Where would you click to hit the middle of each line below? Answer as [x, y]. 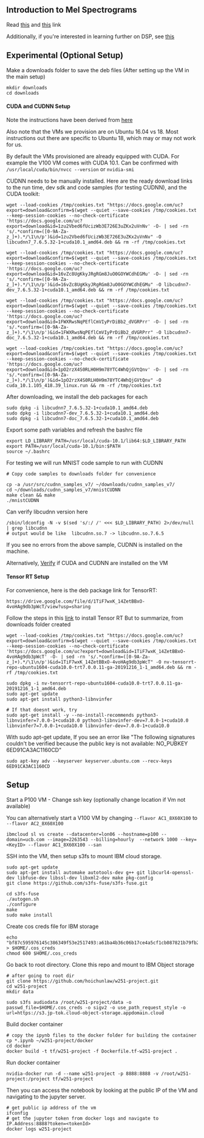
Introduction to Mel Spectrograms [72, 10]
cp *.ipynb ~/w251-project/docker [50, 1040]
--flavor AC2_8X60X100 [35, 824]
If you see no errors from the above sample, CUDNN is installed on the [94, 544]
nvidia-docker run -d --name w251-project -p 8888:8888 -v [83, 1074]
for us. [15, 144]
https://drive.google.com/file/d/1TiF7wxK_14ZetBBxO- [76, 601]
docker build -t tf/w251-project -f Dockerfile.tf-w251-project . [92, 1051]
